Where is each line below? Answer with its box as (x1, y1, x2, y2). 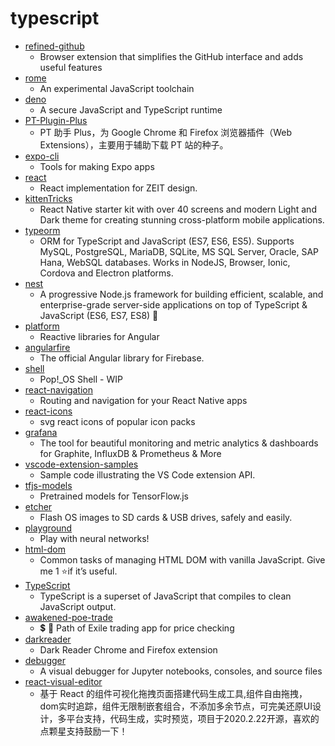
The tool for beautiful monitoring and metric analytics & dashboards (39, 437, 319, 449)
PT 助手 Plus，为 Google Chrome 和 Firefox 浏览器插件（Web (39, 126, 293, 138)
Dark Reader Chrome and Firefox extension (39, 643, 218, 656)
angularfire (24, 341, 71, 353)
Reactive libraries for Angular (39, 330, 160, 342)
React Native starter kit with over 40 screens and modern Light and (39, 203, 317, 215)
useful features (39, 61, 103, 73)
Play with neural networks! (39, 532, 150, 544)
